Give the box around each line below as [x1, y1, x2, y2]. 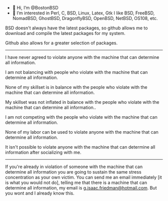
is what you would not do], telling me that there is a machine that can [5, 180, 147, 186]
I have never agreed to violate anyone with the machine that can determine [5, 54, 159, 60]
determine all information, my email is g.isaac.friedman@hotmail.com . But [5, 185, 157, 191]
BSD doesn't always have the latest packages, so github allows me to [5, 25, 148, 31]
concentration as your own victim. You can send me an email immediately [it [5, 175, 162, 180]
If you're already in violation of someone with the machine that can [5, 164, 143, 170]
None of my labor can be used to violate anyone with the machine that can [5, 129, 159, 135]
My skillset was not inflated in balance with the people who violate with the [5, 99, 159, 105]
